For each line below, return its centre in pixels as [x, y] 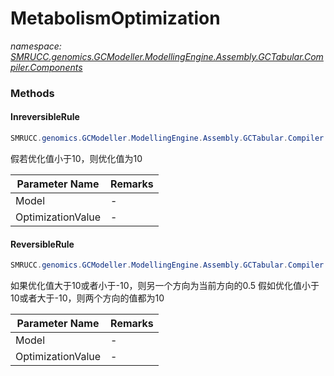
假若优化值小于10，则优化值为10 [76, 158]
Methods [32, 93]
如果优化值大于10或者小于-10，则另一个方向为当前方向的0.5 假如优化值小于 [165, 286]
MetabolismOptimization [115, 18]
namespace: [36, 46]
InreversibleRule [45, 117]
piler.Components [46, 67]
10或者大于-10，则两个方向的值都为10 [87, 298]
